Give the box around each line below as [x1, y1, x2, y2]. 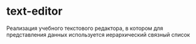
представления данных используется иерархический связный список [6, 31, 190, 38]
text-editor [6, 4, 63, 18]
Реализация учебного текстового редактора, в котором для [6, 24, 164, 32]
